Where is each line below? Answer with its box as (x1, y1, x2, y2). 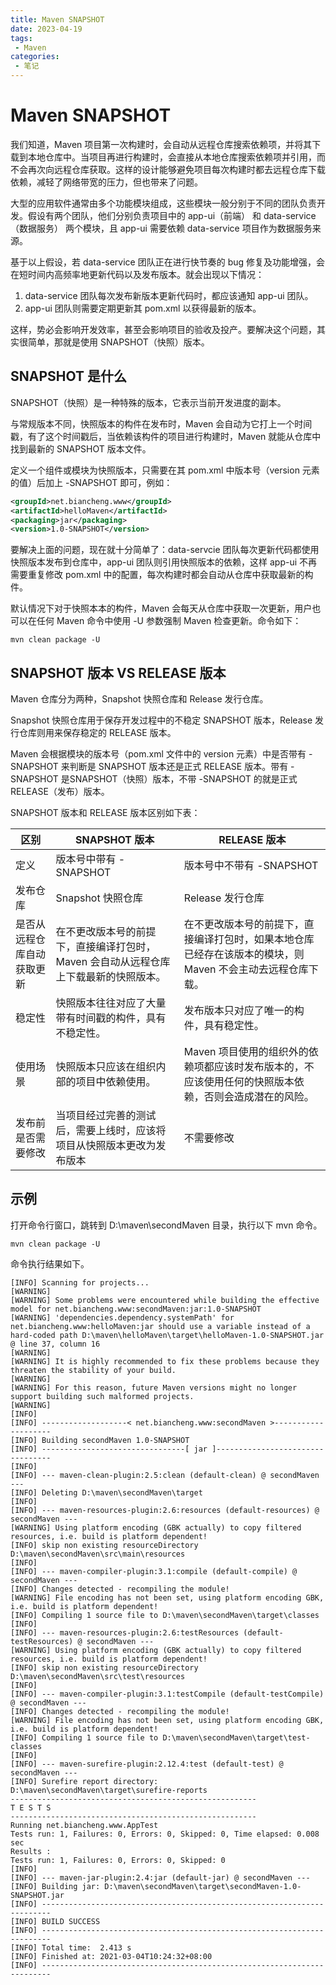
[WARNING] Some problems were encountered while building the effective (10, 1295, 320, 1305)
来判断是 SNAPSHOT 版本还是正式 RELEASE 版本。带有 (60, 761, 289, 773)
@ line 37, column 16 (10, 1339, 101, 1349)
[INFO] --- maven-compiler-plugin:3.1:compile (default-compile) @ (10, 1566, 298, 1576)
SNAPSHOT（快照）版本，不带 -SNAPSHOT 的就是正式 (69, 773, 298, 785)
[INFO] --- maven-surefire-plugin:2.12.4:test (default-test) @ (10, 1759, 284, 1769)
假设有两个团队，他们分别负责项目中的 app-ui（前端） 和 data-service (27, 209, 317, 221)
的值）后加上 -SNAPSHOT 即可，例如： (10, 476, 173, 488)
